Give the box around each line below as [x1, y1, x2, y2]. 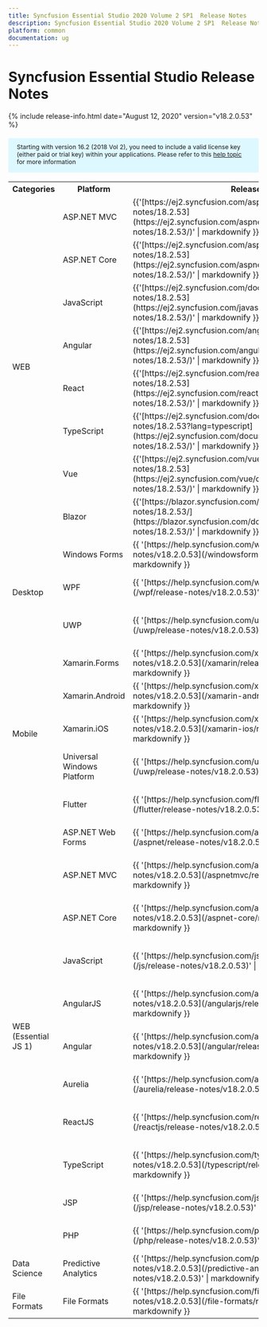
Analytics [62, 1268, 98, 1279]
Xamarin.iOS [62, 723, 109, 734]
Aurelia [62, 1078, 90, 1090]
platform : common [8, 26, 66, 34]
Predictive [62, 1258, 101, 1269]
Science [12, 1268, 43, 1279]
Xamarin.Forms [62, 658, 119, 669]
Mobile [12, 728, 38, 739]
